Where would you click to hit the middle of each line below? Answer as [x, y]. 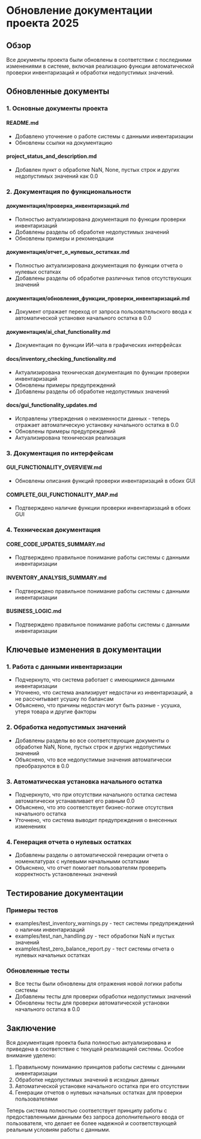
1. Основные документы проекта [57, 109]
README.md [22, 122]
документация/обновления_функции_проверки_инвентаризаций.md [98, 298]
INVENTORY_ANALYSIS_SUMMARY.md [56, 578]
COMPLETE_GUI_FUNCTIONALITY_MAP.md [62, 494]
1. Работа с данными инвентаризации [64, 667]
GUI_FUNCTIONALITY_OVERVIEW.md [54, 467]
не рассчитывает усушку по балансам [64, 699]
